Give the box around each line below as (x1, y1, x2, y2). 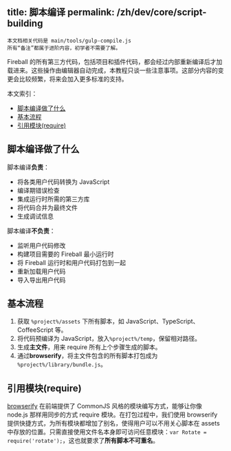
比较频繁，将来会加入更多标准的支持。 (19, 74, 128, 83)
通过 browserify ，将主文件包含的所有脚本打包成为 (16, 352, 158, 360)
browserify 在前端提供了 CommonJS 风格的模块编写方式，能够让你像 (7, 402, 203, 410)
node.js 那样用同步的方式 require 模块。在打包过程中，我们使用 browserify (7, 410, 218, 419)
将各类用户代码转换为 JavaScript (16, 178, 110, 186)
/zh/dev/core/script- (116, 6, 207, 19)
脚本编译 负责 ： (7, 162, 49, 171)
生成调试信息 (16, 212, 54, 220)
